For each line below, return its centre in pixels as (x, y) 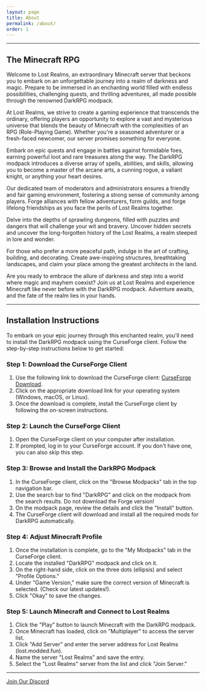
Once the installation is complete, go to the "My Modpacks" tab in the (103, 550)
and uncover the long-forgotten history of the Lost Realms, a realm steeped (102, 233)
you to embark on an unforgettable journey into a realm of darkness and (97, 81)
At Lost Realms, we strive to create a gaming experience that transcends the (103, 113)
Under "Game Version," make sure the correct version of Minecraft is (102, 582)
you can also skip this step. (50, 452)
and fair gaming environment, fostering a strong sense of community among (103, 195)
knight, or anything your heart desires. (55, 177)
